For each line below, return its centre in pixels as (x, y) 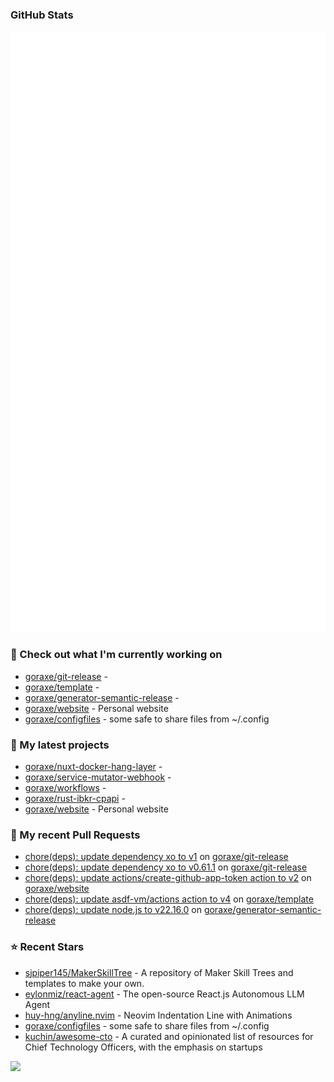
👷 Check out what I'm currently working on (116, 655)
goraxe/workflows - (65, 787)
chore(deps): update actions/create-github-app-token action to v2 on (168, 878)
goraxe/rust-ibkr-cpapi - (75, 798)
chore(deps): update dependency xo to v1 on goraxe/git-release (156, 857)
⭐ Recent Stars (47, 947)
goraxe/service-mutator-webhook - (98, 777)
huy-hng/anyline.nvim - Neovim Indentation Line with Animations (158, 1015)
